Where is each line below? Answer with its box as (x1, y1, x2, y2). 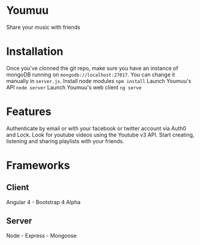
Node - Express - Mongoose (6, 232, 77, 239)
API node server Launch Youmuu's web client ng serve (6, 84, 142, 91)
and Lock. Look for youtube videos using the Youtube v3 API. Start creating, (6, 131, 195, 138)
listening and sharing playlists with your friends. (6, 137, 125, 144)
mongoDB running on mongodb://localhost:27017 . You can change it (6, 70, 175, 78)
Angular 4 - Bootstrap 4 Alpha (6, 198, 81, 205)
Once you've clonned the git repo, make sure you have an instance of (6, 64, 178, 72)
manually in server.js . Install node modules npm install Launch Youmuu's (6, 77, 192, 84)
